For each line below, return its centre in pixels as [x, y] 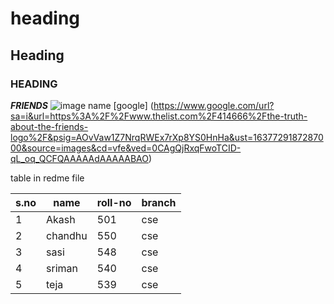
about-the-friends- [49, 126]
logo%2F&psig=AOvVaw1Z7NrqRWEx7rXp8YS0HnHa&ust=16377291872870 [167, 137]
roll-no [114, 202]
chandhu [67, 235]
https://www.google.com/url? [214, 105]
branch [159, 202]
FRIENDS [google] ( [82, 105]
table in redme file [47, 178]
